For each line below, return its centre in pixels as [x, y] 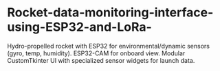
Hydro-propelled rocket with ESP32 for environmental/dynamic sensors [108, 46]
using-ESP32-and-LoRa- [80, 27]
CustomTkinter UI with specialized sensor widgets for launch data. [101, 60]
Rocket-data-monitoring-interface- [110, 13]
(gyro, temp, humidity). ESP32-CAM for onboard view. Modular [96, 53]
